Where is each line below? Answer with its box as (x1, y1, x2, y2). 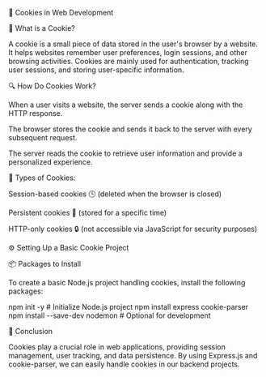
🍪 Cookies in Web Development (8, 8, 114, 17)
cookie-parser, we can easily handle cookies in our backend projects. (8, 359, 240, 369)
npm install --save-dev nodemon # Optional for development (8, 311, 212, 320)
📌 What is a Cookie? (8, 24, 75, 32)
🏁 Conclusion (8, 327, 53, 336)
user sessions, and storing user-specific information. (8, 65, 184, 75)
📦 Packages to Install (8, 259, 82, 268)
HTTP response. (8, 109, 63, 118)
